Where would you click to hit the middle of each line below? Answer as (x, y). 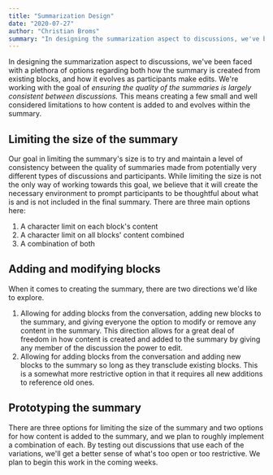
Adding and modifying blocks (84, 269)
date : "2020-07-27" (41, 24)
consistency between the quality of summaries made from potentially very (133, 168)
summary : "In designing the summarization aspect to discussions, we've (134, 39)
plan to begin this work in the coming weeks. (83, 462)
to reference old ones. (57, 382)
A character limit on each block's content (89, 227)
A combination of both (58, 244)
